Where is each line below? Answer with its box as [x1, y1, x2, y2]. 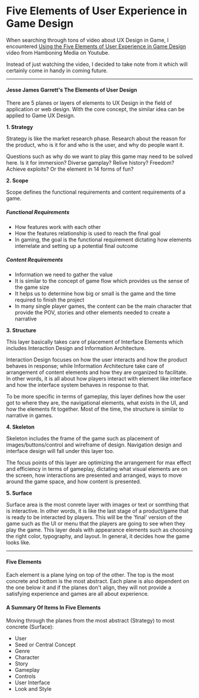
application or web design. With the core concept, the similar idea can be [6, 106, 185, 113]
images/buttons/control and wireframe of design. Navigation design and [6, 441, 182, 448]
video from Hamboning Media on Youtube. [6, 49, 110, 56]
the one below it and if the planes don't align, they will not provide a [6, 584, 172, 591]
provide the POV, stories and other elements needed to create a [14, 309, 171, 316]
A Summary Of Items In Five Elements [6, 603, 101, 611]
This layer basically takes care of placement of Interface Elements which [6, 338, 184, 345]
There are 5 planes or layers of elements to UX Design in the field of [6, 99, 172, 106]
